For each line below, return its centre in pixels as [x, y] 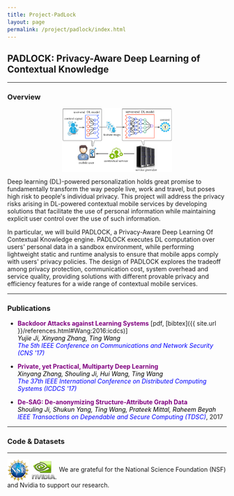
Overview [24, 97]
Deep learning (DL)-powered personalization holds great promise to [104, 182]
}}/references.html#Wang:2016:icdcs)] [72, 331]
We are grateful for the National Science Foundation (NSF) [142, 470]
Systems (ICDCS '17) [47, 389]
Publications [29, 308]
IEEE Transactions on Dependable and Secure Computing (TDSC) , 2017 [120, 417]
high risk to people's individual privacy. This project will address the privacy [116, 196]
